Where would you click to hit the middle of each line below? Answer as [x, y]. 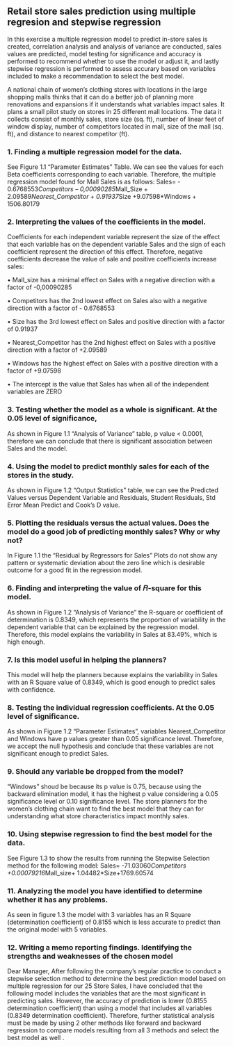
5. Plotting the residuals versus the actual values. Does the [109, 523]
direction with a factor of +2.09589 [57, 350]
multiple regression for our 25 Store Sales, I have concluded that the [105, 986]
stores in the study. [41, 475]
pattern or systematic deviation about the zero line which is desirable [106, 563]
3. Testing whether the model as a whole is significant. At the [112, 409]
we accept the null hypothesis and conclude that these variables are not [111, 746]
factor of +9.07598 [34, 371]
